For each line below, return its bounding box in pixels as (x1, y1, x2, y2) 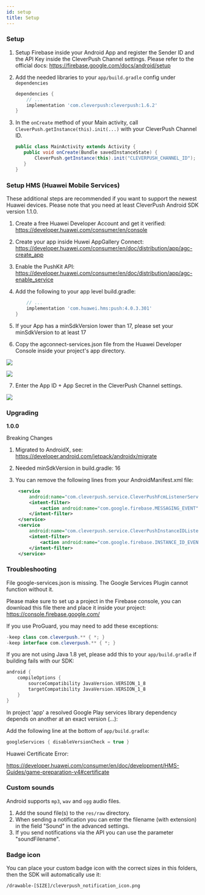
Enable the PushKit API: (15, 262, 75, 270)
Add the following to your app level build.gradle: (15, 288, 136, 295)
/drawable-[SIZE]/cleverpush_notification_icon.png (6, 883, 140, 889)
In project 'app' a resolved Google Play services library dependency (6, 708, 177, 716)
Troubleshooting (6, 565, 57, 574)
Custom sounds (6, 784, 55, 792)
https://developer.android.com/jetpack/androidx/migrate (15, 452, 157, 459)
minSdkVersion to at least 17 (15, 329, 87, 336)
